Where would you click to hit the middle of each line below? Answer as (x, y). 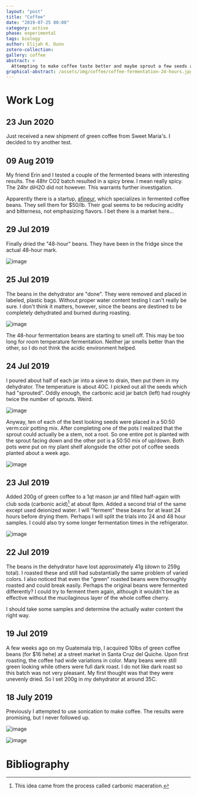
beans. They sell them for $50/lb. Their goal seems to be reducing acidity (95, 205)
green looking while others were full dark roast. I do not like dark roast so (94, 667)
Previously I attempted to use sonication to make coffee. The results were (95, 711)
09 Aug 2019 (30, 161)
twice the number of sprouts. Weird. (50, 399)
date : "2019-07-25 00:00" (38, 22)
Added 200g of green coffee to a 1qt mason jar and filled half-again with (93, 497)
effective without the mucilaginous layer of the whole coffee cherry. (88, 597)
